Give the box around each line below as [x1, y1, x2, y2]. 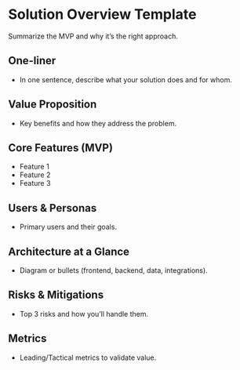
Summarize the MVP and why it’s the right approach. [8, 31, 178, 41]
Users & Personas [8, 201, 97, 215]
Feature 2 [19, 170, 51, 180]
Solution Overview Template [8, 5, 197, 24]
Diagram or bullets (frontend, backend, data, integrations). [19, 266, 208, 275]
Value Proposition [8, 98, 97, 111]
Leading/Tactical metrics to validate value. [19, 353, 157, 362]
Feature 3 [19, 179, 51, 188]
